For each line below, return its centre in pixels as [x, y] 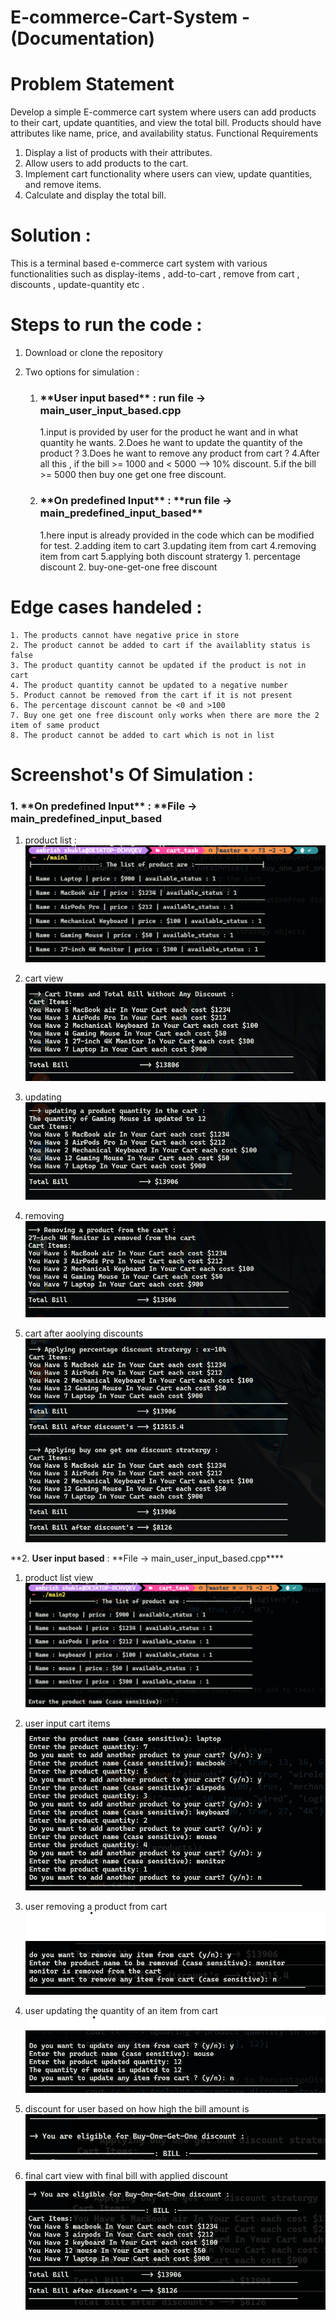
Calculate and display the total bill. [95, 195]
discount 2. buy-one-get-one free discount [128, 567]
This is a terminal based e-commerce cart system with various [139, 263]
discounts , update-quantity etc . [77, 285]
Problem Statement [92, 84]
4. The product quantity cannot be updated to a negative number [149, 685]
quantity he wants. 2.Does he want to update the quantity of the [171, 443]
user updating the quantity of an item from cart [121, 2011]
